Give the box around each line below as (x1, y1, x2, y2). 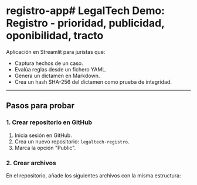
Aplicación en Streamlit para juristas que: (6, 48, 106, 55)
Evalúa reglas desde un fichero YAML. (14, 66, 107, 73)
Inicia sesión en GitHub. (14, 132, 72, 139)
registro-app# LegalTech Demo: (6, 4, 165, 18)
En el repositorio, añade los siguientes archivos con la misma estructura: (6, 172, 181, 179)
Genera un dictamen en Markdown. (14, 72, 100, 79)
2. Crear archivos (6, 159, 57, 167)
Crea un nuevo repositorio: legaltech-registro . (14, 138, 130, 145)
